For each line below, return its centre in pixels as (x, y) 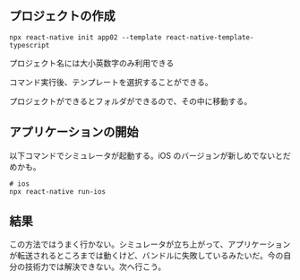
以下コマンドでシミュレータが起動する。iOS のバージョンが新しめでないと (146, 155)
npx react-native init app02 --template (86, 37)
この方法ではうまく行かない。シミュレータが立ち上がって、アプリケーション (150, 244)
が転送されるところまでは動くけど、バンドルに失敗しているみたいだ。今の (146, 256)
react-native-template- (210, 37)
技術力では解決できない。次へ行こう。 (95, 267)
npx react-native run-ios (57, 191)
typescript (30, 45)
